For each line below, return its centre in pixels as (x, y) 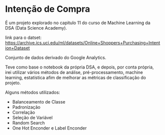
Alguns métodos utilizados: (33, 92)
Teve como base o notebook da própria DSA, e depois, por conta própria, (80, 67)
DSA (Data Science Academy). (36, 28)
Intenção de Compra (48, 9)
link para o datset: (23, 37)
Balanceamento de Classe (39, 101)
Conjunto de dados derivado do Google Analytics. (56, 57)
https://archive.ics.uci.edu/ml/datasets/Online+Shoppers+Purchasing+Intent (83, 42)
